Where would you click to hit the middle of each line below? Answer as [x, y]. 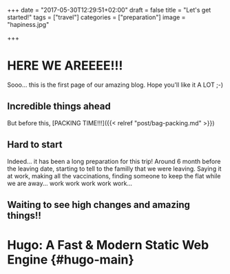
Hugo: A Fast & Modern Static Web [108, 245]
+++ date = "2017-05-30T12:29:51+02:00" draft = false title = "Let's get [109, 10]
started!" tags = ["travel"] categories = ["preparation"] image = [96, 17]
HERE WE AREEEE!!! [65, 66]
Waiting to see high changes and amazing [99, 205]
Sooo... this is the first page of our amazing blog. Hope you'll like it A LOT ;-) [115, 85]
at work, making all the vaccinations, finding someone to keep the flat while [114, 176]
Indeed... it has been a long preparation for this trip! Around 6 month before [114, 161]
